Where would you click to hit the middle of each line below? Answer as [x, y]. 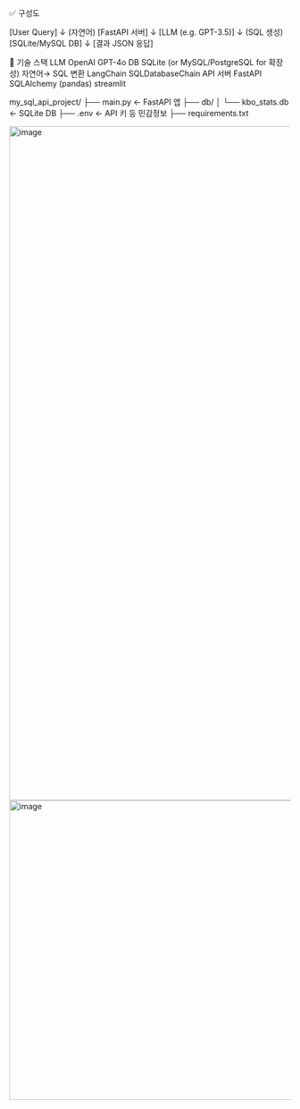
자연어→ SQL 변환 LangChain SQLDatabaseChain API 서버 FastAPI [141, 73]
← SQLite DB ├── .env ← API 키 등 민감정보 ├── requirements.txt [129, 113]
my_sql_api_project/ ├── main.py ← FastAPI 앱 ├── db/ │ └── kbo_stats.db [149, 102]
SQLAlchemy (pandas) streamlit [68, 84]
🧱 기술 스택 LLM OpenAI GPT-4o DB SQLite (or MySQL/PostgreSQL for [138, 62]
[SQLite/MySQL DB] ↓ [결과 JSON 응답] [81, 43]
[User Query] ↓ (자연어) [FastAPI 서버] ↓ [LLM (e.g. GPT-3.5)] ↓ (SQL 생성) [146, 32]
